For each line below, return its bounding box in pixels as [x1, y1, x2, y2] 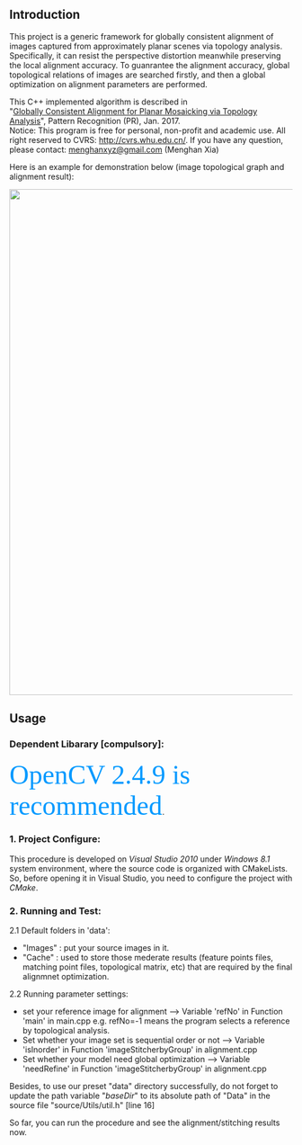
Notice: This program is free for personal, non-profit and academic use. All [9, 125, 286, 136]
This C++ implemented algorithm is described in [9, 96, 188, 107]
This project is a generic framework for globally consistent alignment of [9, 31, 274, 41]
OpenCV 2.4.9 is [9, 759, 191, 790]
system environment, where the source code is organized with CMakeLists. [9, 863, 289, 873]
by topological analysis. [22, 1025, 111, 1036]
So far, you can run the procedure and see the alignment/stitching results [9, 1117, 280, 1128]
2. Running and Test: [9, 904, 102, 917]
